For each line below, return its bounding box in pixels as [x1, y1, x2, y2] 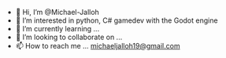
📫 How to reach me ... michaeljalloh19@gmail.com [15, 42, 180, 50]
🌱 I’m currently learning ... [15, 24, 100, 33]
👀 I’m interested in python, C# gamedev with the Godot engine [15, 16, 218, 25]
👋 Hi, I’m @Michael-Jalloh [15, 8, 100, 16]
